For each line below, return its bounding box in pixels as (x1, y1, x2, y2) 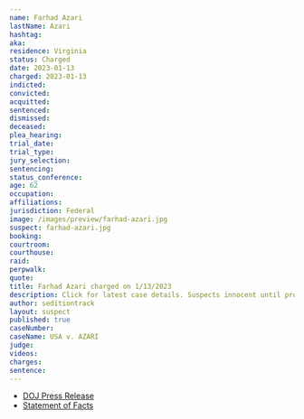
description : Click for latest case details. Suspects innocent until (9, 290, 281, 299)
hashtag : (9, 30, 43, 39)
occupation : (9, 190, 54, 199)
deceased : (9, 123, 47, 132)
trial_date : (9, 139, 54, 148)
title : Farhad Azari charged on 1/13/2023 (9, 282, 172, 291)
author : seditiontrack (9, 299, 95, 308)
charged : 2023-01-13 (9, 72, 88, 81)
